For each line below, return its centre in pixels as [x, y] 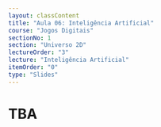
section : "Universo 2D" [48, 45]
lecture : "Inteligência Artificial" [69, 60]
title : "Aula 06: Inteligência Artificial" [81, 23]
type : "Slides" [33, 75]
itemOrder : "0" [33, 67]
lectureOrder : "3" [38, 52]
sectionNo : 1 [30, 38]
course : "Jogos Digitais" [51, 30]
